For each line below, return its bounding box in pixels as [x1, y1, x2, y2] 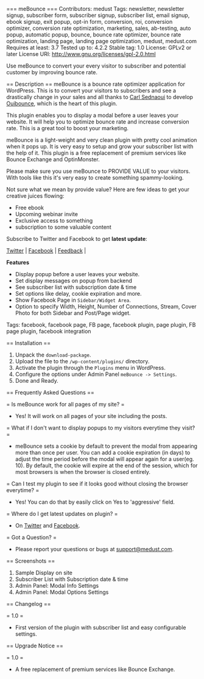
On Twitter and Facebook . [15, 522, 80, 529]
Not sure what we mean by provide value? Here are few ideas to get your [6, 186, 190, 193]
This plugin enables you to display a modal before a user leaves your [6, 112, 179, 119]
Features [6, 259, 29, 266]
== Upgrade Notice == [6, 642, 64, 649]
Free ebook [15, 204, 44, 211]
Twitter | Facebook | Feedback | [6, 247, 86, 254]
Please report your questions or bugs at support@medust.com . [15, 546, 174, 552]
